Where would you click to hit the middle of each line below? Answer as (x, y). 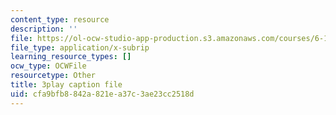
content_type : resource (60, 19)
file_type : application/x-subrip (80, 47)
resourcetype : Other (53, 76)
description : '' (44, 29)
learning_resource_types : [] (71, 57)
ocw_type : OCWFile (48, 66)
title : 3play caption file (66, 85)
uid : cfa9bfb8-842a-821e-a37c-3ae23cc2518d (102, 94)
